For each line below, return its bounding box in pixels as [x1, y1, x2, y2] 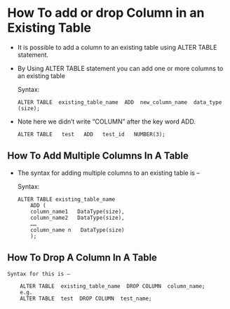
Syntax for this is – [7, 270, 71, 277]
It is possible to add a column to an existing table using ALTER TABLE [17, 43, 217, 51]
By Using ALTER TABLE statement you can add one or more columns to [17, 64, 224, 72]
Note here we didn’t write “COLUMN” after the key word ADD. [17, 117, 196, 126]
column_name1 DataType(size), [30, 208, 125, 215]
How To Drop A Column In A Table [7, 251, 158, 264]
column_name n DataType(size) [30, 226, 125, 233]
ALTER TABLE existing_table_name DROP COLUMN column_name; [20, 282, 205, 289]
